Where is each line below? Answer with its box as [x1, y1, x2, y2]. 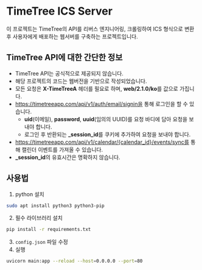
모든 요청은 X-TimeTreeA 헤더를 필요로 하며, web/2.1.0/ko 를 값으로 [15, 85, 178, 92]
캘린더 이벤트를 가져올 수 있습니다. [21, 146, 103, 153]
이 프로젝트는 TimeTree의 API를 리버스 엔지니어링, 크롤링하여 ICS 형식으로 [6, 25, 184, 32]
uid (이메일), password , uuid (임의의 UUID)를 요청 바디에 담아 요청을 [24, 115, 187, 123]
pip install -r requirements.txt [6, 227, 91, 233]
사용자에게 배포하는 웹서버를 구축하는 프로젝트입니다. [12, 32, 138, 40]
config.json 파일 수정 [15, 238, 68, 246]
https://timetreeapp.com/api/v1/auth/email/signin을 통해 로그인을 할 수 [15, 100, 189, 107]
